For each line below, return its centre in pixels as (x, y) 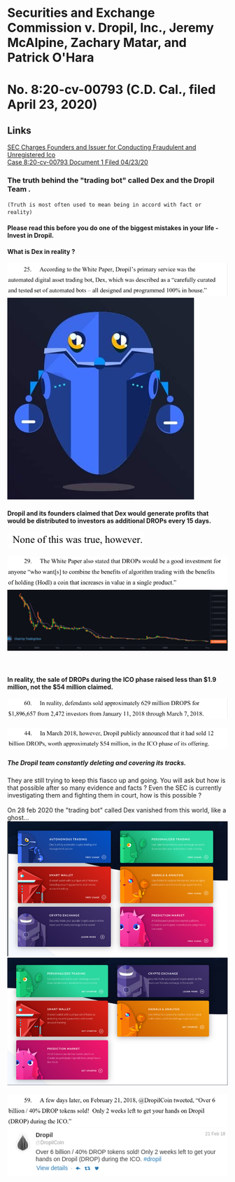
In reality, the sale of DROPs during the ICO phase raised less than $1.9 (112, 679)
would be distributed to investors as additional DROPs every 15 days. (109, 521)
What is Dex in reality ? (41, 251)
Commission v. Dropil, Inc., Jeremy (111, 28)
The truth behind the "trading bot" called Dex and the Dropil (111, 180)
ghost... (18, 818)
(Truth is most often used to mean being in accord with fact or (104, 205)
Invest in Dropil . (31, 236)
